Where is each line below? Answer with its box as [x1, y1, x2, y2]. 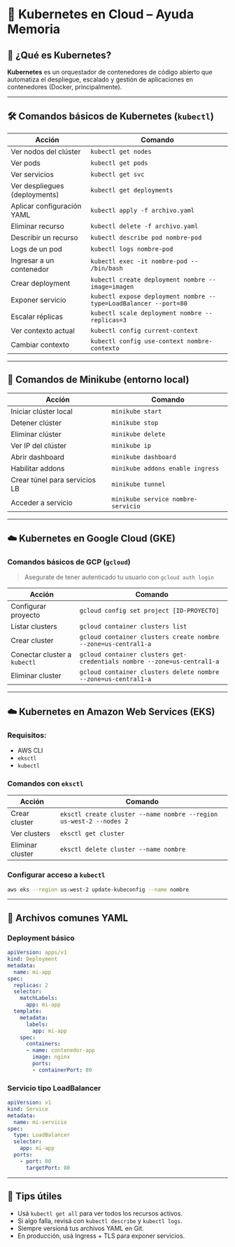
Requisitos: [7, 730, 47, 740]
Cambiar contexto [10, 340, 70, 350]
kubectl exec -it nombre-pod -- [90, 257, 199, 265]
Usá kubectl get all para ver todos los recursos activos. [17, 1209, 183, 1218]
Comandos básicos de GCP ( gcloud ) [7, 557, 131, 567]
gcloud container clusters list [79, 623, 187, 631]
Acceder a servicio [10, 498, 73, 508]
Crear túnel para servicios [10, 475, 97, 484]
